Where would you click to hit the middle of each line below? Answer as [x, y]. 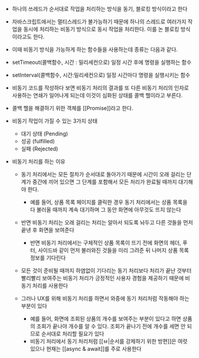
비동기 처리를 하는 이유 [39, 162]
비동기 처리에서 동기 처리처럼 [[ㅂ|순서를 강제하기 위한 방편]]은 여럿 [109, 341]
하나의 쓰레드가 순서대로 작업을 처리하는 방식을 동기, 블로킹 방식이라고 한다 [100, 9]
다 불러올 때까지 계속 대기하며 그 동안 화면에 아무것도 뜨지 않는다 [106, 210]
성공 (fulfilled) [38, 141]
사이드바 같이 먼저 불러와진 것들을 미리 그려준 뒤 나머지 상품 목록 [114, 250]
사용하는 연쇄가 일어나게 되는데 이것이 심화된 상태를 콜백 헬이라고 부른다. [97, 95]
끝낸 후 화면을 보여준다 [48, 230]
